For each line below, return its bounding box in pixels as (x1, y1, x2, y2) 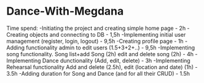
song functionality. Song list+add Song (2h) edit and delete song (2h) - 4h (6, 50, 194, 57)
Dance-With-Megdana (6, 4, 124, 18)
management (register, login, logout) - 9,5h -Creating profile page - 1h (6, 37, 184, 45)
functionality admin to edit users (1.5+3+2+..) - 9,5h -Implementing (25, 44, 195, 51)
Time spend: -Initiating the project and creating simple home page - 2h (6, 24, 186, 32)
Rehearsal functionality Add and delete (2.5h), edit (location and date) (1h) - (6, 63, 198, 71)
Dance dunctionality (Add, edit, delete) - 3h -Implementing (42, 57, 190, 64)
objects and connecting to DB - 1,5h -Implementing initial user (29, 31, 186, 38)
